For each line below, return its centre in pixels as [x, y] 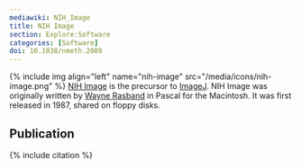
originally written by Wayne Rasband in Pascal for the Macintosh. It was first [150, 96]
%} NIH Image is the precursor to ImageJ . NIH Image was [161, 86]
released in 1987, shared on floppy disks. [85, 105]
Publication [42, 133]
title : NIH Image [42, 26]
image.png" [31, 86]
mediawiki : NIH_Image [50, 18]
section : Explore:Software [60, 34]
